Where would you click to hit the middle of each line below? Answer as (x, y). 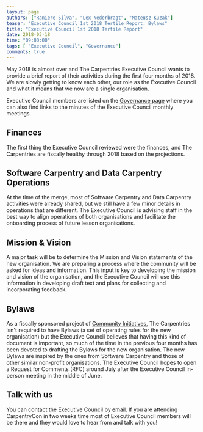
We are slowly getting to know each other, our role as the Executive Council (101, 82)
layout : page (23, 12)
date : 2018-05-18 (28, 35)
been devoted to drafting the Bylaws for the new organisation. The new (96, 350)
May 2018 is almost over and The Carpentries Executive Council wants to (98, 69)
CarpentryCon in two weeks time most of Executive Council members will (98, 416)
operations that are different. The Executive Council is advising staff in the (99, 210)
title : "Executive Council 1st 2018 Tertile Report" (75, 29)
